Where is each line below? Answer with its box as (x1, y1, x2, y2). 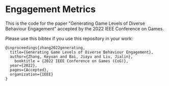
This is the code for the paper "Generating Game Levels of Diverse (5, 20, 145, 26)
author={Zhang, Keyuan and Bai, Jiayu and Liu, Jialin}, (10, 54, 133, 59)
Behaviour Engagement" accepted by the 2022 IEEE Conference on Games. (5, 25, 164, 31)
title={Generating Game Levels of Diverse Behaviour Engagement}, (10, 50, 154, 55)
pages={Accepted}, (10, 67, 49, 72)
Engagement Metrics (5, 4, 96, 15)
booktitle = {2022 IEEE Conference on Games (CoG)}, (14, 58, 129, 64)
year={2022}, (10, 63, 38, 68)
